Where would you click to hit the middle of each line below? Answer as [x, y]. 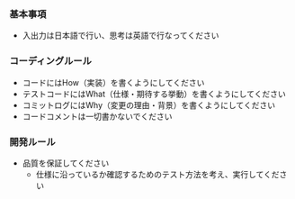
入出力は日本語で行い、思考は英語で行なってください [121, 36]
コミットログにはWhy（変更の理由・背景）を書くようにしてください [149, 104]
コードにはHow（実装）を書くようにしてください [113, 82]
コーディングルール [51, 61]
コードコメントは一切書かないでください [97, 116]
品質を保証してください [66, 163]
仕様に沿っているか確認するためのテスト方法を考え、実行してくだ [158, 174]
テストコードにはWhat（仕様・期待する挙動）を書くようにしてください [154, 94]
